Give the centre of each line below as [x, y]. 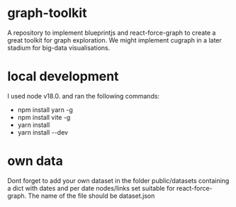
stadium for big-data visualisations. [59, 47]
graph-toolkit [47, 13]
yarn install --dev [43, 132]
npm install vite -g [44, 117]
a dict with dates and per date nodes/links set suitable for [91, 188]
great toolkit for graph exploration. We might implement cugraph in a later [114, 40]
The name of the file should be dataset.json [91, 196]
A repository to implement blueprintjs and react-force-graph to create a [112, 33]
